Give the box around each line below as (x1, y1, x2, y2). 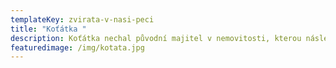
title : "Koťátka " (10, 24, 87, 34)
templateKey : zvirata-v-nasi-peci (10, 14, 155, 25)
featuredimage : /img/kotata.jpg (10, 42, 145, 53)
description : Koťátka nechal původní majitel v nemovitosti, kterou (10, 33, 302, 43)
